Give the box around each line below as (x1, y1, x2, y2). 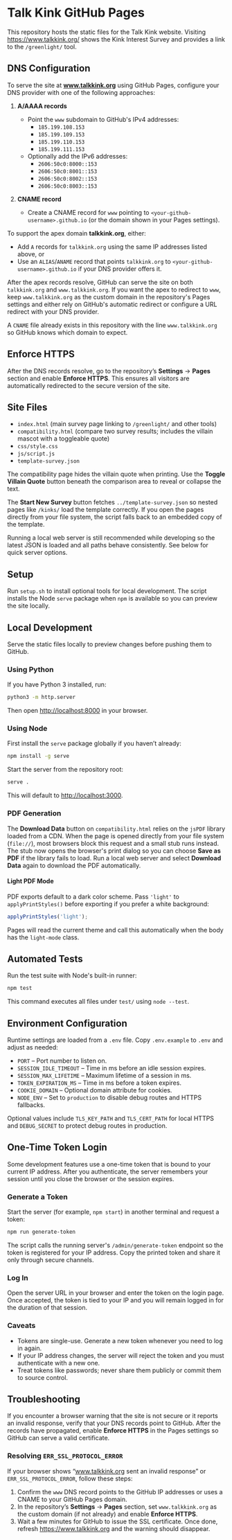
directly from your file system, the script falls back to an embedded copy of (7, 513, 223, 521)
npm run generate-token (7, 1228, 76, 1236)
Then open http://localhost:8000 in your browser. (7, 707, 148, 715)
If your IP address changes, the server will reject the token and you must (17, 1351, 224, 1359)
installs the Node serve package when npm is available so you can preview (7, 594, 218, 603)
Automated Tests (7, 953, 83, 964)
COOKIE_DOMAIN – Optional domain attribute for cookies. (17, 1086, 172, 1095)
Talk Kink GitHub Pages (7, 5, 145, 21)
